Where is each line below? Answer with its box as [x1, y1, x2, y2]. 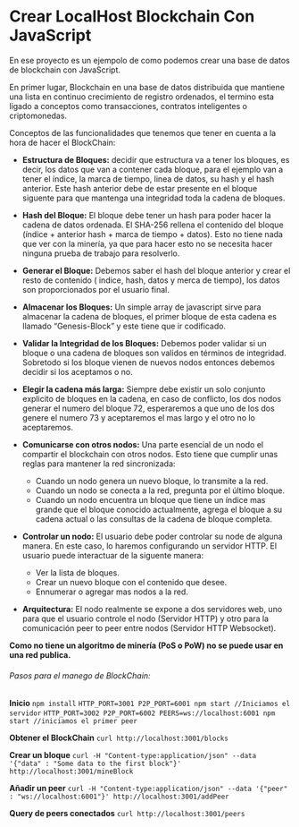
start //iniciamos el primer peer [9, 717, 138, 726]
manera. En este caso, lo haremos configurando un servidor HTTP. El [21, 540, 278, 551]
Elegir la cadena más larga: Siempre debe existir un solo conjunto [21, 383, 266, 395]
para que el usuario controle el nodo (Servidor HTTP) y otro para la [21, 613, 270, 624]
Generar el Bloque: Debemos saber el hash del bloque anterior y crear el [21, 265, 291, 276]
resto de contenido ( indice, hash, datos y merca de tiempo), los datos [21, 275, 280, 286]
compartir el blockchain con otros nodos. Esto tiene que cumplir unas [21, 448, 278, 459]
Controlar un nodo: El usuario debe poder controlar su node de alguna [21, 531, 283, 541]
